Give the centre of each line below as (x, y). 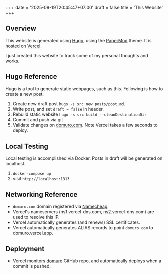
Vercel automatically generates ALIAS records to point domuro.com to (83, 228)
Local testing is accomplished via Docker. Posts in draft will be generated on (84, 158)
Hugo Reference (31, 77)
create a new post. (25, 94)
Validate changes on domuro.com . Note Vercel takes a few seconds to (85, 125)
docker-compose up (32, 174)
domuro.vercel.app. (33, 233)
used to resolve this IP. (36, 217)
